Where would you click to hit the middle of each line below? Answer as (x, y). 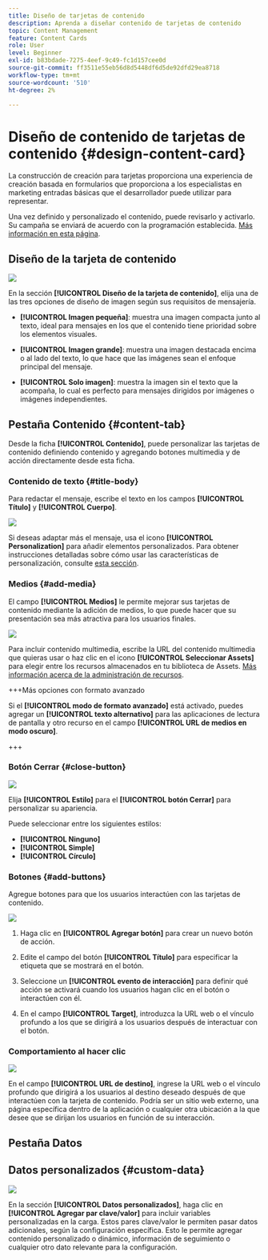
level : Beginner (35, 53)
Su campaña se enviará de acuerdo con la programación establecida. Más (131, 226)
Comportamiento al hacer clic (67, 1051)
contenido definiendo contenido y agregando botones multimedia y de (124, 452)
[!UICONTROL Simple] (57, 847)
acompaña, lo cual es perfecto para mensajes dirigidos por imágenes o (137, 391)
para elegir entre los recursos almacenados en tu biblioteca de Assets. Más (133, 666)
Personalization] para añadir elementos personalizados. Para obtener (124, 546)
